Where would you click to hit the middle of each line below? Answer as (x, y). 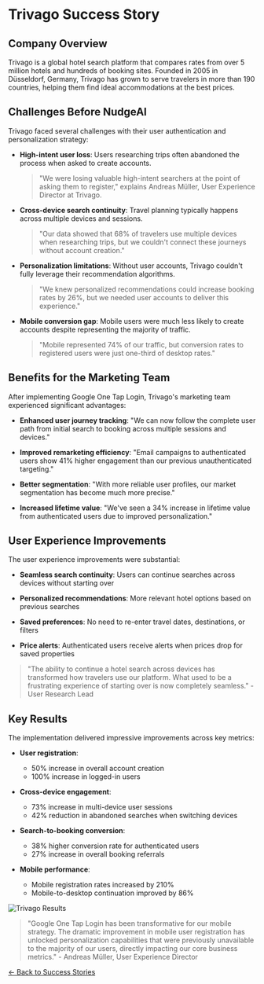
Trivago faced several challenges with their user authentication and (117, 130)
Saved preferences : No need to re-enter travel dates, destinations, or (132, 622)
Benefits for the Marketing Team (89, 378)
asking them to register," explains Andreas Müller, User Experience (147, 186)
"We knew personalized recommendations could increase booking (147, 289)
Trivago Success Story (84, 15)
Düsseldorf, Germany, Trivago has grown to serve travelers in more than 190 (132, 79)
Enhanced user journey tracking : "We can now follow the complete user (137, 420)
